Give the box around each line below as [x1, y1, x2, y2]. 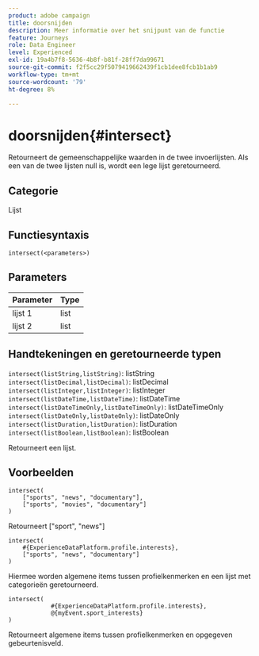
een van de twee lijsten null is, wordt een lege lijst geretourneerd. [8, 161, 222, 171]
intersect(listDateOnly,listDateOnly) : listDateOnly [8, 410, 180, 420]
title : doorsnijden [8, 19, 73, 27]
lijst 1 [12, 307, 32, 318]
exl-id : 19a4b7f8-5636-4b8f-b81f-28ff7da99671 [8, 56, 165, 64]
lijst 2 [12, 320, 32, 332]
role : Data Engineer [8, 41, 77, 49]
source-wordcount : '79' [8, 78, 87, 86]
